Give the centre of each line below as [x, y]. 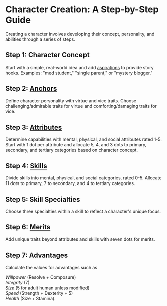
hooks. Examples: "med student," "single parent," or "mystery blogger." [79, 73]
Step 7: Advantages [37, 255]
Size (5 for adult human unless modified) [47, 288]
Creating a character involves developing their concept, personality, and [80, 34]
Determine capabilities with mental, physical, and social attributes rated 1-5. [83, 139]
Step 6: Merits [28, 227]
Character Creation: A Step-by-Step [82, 9]
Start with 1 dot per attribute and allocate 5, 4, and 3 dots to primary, [76, 145]
